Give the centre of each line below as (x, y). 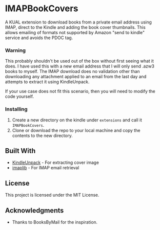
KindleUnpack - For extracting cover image (55, 162)
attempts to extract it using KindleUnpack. (47, 82)
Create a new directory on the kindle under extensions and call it (77, 120)
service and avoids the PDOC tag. (39, 38)
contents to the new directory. (42, 136)
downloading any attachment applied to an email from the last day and (76, 77)
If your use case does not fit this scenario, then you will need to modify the (80, 92)
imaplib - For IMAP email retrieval (46, 168)
